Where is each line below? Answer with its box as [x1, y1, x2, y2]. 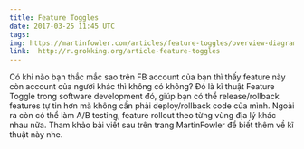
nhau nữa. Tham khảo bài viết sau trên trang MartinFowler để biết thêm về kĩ [9, 119, 294, 131]
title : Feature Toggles [9, 13, 100, 23]
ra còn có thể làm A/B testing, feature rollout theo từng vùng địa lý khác [9, 110, 277, 121]
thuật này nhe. [9, 129, 63, 140]
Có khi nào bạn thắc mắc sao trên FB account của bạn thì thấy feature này [9, 71, 287, 82]
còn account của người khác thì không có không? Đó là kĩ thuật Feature [9, 81, 275, 92]
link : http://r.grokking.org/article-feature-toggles [9, 47, 221, 56]
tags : [9, 30, 30, 39]
